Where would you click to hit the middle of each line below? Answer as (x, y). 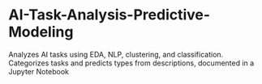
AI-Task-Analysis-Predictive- (110, 15)
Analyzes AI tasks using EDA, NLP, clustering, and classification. (116, 54)
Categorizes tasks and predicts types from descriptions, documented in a (131, 63)
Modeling (41, 32)
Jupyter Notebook (39, 71)
